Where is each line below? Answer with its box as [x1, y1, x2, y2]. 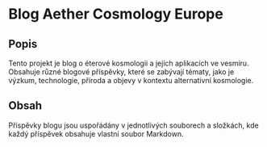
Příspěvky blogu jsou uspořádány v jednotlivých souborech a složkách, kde [8, 120, 260, 130]
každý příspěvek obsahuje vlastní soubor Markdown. [8, 128, 184, 138]
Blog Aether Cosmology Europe [8, 5, 223, 23]
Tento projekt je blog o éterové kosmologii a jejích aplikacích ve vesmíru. [8, 58, 249, 68]
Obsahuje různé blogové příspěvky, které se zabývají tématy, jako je [8, 67, 235, 77]
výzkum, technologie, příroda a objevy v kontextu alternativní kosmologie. [8, 76, 254, 85]
